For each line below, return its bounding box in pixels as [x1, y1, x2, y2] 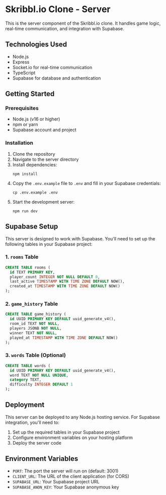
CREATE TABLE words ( [5, 363, 51, 368]
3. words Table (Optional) [5, 352, 66, 359]
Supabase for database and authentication [12, 75, 101, 81]
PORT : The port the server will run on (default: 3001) [12, 468, 119, 474]
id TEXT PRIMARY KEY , [10, 270, 55, 275]
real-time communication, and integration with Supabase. [5, 25, 124, 31]
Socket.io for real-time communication [12, 64, 93, 70]
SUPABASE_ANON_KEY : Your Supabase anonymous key [12, 484, 119, 490]
